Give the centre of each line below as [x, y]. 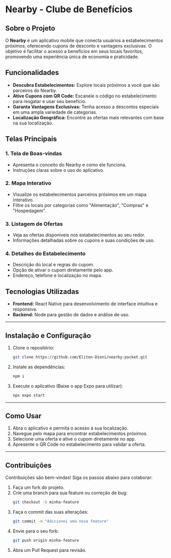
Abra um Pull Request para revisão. [49, 550]
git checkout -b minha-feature [46, 502]
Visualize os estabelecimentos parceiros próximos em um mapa [79, 194]
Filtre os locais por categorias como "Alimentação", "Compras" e [80, 205]
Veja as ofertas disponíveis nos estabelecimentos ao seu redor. [79, 235]
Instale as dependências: [39, 367]
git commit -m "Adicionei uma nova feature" [61, 521]
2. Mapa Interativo [28, 183]
